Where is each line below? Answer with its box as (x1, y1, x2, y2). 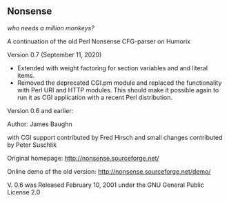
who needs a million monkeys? (7, 23, 94, 32)
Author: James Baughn (7, 120, 72, 128)
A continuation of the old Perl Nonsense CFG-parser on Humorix (7, 37, 191, 46)
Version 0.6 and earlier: (7, 106, 74, 114)
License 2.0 (7, 188, 41, 196)
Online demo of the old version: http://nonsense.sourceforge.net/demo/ (7, 167, 211, 175)
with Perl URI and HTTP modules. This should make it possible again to (17, 85, 219, 94)
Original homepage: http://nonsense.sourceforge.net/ (7, 154, 160, 162)
